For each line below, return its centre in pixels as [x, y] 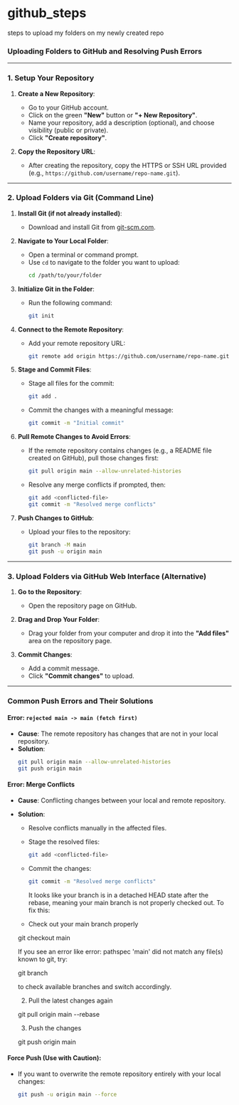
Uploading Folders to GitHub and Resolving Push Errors [105, 51]
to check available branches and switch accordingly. [95, 986]
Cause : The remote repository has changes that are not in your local [118, 734]
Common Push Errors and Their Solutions [80, 701]
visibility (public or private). [68, 130]
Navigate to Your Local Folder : [63, 240]
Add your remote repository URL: [77, 343]
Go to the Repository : [50, 591]
